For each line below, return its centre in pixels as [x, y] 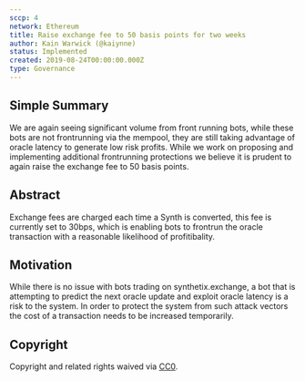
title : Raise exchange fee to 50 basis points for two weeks [128, 35]
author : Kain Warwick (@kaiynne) [73, 43]
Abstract [35, 196]
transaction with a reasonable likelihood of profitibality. [112, 236]
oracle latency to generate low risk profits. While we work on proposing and [152, 147]
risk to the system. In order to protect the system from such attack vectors [149, 306]
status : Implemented [49, 52]
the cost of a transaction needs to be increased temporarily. [122, 316]
